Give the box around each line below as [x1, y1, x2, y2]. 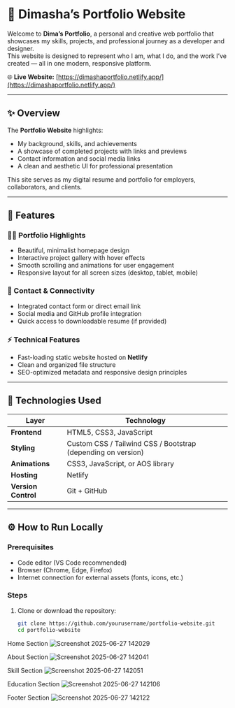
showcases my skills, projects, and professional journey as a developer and [7, 36, 225, 45]
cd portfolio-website [17, 626, 80, 633]
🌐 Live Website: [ [7, 73, 59, 81]
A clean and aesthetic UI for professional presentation [17, 161, 173, 170]
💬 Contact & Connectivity [7, 286, 95, 296]
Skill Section [7, 666, 43, 674]
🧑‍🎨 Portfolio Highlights [7, 231, 86, 240]
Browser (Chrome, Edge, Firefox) [17, 565, 113, 574]
